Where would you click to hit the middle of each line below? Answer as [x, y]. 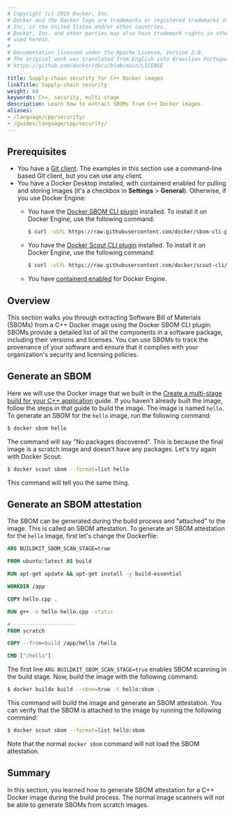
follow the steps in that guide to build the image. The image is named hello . [116, 408]
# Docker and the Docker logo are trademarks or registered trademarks [113, 20]
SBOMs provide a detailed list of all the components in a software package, [115, 332]
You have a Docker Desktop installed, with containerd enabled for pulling [122, 183]
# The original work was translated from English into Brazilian [104, 59]
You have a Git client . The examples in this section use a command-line [120, 169]
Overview [29, 301]
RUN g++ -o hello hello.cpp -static [60, 612]
